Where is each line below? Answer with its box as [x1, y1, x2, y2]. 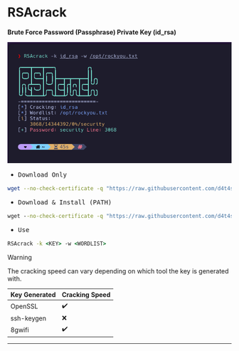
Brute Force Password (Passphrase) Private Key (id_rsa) [7, 28, 176, 36]
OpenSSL [10, 302, 38, 310]
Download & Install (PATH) [17, 199, 112, 206]
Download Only [17, 171, 68, 179]
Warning [7, 253, 32, 262]
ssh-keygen [10, 314, 47, 323]
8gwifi [10, 325, 30, 334]
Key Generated [10, 290, 56, 299]
